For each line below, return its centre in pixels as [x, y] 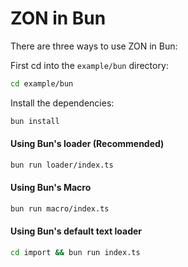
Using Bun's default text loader [76, 231]
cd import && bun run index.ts [75, 253]
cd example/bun [42, 83]
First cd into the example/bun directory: [89, 65]
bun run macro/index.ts [60, 208]
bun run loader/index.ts [62, 165]
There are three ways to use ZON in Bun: [94, 46]
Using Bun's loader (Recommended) [87, 144]
